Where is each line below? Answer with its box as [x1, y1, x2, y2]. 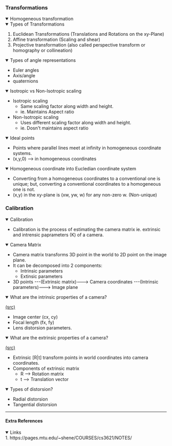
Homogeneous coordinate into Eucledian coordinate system [10, 166, 137, 172]
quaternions [12, 78, 38, 84]
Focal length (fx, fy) [12, 319, 55, 325]
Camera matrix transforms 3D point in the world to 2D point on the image [12, 251, 167, 257]
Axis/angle [12, 73, 36, 79]
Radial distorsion [12, 396, 48, 402]
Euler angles [12, 67, 39, 73]
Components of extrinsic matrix [12, 365, 79, 371]
